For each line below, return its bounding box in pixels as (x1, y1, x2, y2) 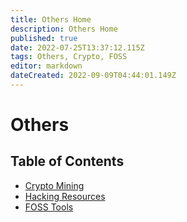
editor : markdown (10, 61, 83, 71)
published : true (10, 33, 78, 43)
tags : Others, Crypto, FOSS (10, 52, 128, 62)
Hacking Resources (24, 190, 106, 202)
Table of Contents (10, 153, 125, 170)
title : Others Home (10, 14, 92, 25)
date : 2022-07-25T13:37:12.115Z (10, 42, 145, 53)
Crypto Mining (24, 179, 85, 191)
